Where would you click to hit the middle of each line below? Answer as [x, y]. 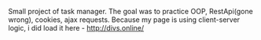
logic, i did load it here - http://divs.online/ [76, 28]
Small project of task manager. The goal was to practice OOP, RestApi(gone [130, 11]
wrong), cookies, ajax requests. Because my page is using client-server [124, 20]
